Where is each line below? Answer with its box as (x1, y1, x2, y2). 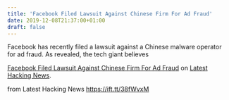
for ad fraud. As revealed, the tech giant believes (7, 50, 149, 58)
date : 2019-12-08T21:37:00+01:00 (7, 17, 106, 24)
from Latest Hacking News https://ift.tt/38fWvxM (7, 85, 149, 94)
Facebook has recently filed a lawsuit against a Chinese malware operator (7, 43, 222, 51)
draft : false (7, 23, 46, 30)
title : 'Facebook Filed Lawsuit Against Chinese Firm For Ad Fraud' (7, 10, 213, 18)
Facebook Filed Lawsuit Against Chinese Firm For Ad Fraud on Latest (7, 64, 208, 73)
